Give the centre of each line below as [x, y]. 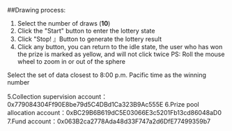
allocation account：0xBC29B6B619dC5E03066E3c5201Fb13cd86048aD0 [114, 113]
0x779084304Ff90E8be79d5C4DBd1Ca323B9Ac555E [85, 104]
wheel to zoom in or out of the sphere [71, 61]
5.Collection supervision [42, 97]
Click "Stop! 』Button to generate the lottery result [90, 39]
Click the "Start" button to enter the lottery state [86, 31]
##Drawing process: [37, 10]
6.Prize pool [182, 104]
